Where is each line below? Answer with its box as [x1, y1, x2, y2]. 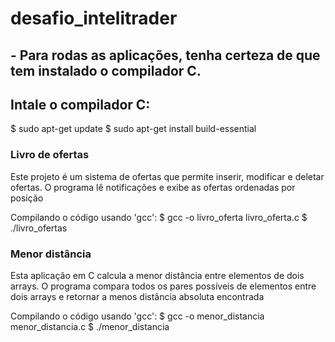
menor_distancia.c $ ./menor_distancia [10, 320, 170, 332]
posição [10, 192, 44, 204]
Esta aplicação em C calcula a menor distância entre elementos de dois [10, 269, 305, 281]
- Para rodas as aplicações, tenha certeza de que [10, 47, 321, 64]
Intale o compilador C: [10, 96, 151, 113]
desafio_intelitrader [10, 7, 178, 30]
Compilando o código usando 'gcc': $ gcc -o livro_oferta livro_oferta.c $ [10, 211, 308, 223]
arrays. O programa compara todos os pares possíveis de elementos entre [10, 280, 317, 292]
